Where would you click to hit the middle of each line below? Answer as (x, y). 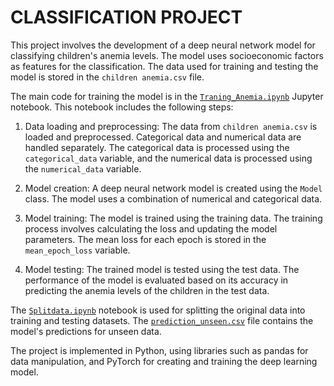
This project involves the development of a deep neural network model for (163, 45)
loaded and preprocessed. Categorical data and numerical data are (163, 137)
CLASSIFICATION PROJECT (126, 17)
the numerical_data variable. (83, 168)
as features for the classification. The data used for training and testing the (164, 66)
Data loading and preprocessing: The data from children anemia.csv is (171, 126)
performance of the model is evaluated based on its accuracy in (156, 280)
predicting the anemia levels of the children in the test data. (147, 290)
